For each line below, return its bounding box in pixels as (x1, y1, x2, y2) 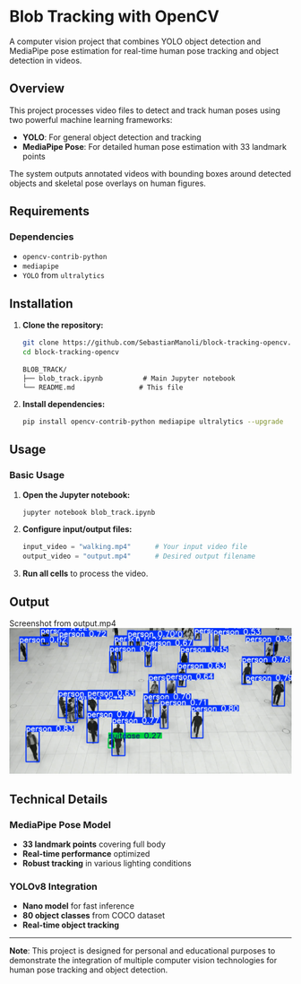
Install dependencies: (21, 399, 106, 409)
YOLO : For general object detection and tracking (21, 132, 202, 143)
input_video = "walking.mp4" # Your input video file (21, 543, 248, 552)
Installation (9, 296, 73, 311)
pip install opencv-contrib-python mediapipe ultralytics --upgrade (21, 417, 284, 426)
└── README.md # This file (21, 383, 184, 392)
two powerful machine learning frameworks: (9, 114, 173, 125)
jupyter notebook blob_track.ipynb (21, 508, 156, 517)
